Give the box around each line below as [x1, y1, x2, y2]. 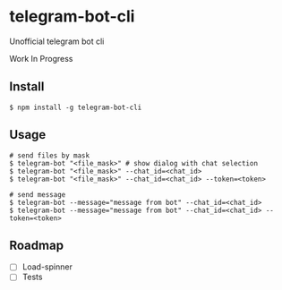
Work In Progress [9, 53, 73, 64]
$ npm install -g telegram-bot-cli [9, 103, 142, 112]
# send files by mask [9, 150, 90, 160]
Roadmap [9, 237, 64, 252]
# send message [9, 190, 66, 199]
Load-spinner [21, 261, 73, 272]
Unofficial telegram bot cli [9, 36, 105, 47]
